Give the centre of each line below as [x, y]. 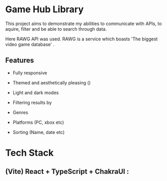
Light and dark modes [36, 93]
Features [20, 61]
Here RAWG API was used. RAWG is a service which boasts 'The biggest [81, 39]
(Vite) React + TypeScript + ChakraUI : [67, 172]
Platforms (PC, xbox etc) [38, 122]
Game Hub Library [45, 9]
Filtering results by [32, 102]
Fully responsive [30, 73]
